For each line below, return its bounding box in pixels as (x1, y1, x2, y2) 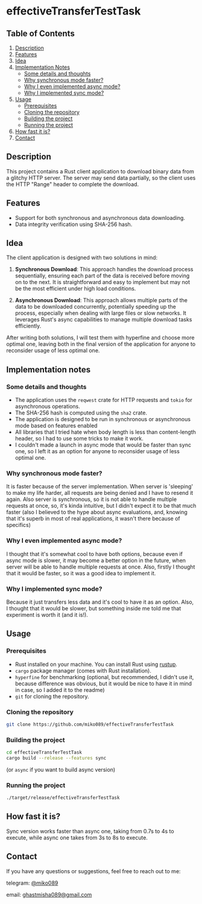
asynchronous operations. (14, 403, 80, 410)
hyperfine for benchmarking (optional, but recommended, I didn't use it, (14, 673, 194, 680)
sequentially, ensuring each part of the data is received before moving (14, 272, 190, 279)
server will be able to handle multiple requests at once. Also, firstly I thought (6, 563, 195, 570)
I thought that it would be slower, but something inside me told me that (6, 605, 181, 612)
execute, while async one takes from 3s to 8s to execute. (6, 834, 148, 841)
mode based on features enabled (14, 422, 98, 430)
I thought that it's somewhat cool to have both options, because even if (6, 550, 183, 557)
